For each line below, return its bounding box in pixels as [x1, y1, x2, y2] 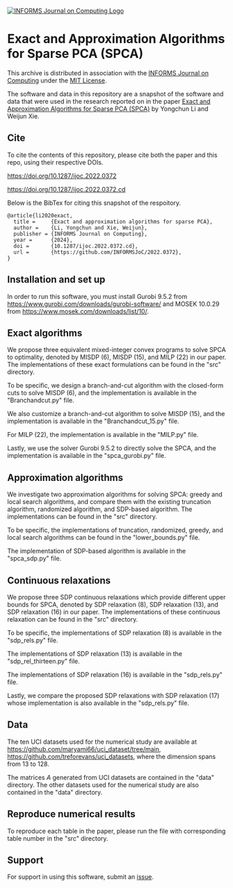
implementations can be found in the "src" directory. [7, 512, 158, 521]
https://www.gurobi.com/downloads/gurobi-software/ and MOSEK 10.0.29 [7, 300, 220, 308]
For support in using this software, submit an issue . [7, 873, 154, 881]
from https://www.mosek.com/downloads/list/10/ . [7, 307, 150, 315]
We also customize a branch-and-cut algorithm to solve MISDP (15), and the [7, 410, 225, 418]
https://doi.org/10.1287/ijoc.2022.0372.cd [7, 185, 126, 193]
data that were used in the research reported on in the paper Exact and [7, 97, 211, 105]
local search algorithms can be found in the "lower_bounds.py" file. [7, 533, 200, 542]
